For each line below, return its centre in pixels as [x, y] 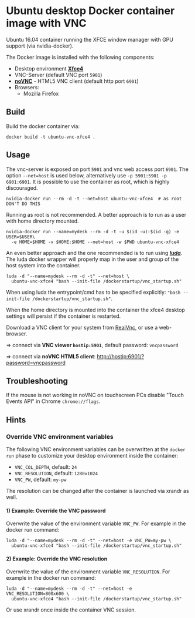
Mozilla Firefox [41, 93]
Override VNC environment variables [60, 436]
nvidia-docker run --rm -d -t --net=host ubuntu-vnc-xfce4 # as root [94, 199]
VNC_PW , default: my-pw [40, 479]
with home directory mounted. [42, 221]
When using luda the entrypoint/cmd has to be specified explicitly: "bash [93, 292]
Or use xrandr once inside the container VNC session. [71, 610]
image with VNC [46, 23]
